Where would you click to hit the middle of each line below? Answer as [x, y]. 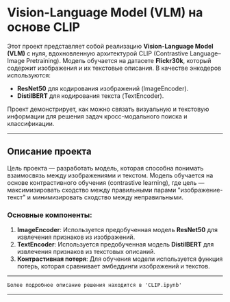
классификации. [31, 123]
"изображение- [200, 190]
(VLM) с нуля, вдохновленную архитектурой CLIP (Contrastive [98, 53]
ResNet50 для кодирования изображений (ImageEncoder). [103, 88]
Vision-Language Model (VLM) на [105, 13]
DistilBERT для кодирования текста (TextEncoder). [90, 96]
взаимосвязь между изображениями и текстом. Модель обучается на [110, 175]
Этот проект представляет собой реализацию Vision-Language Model [110, 46]
